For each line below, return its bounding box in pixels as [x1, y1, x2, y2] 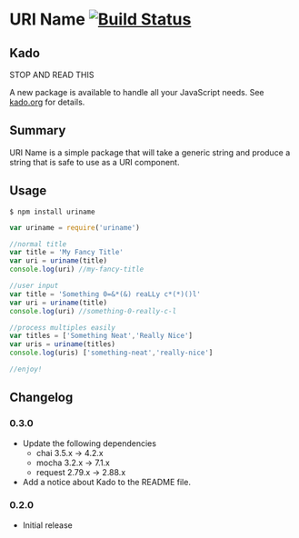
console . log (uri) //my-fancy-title [9, 264, 145, 274]
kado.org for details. [9, 96, 85, 107]
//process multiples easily [9, 323, 116, 332]
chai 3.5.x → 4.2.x [35, 447, 104, 458]
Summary [9, 123, 66, 138]
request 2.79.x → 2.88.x [35, 466, 126, 477]
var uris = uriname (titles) [9, 340, 116, 349]
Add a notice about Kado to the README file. [22, 476, 191, 487]
